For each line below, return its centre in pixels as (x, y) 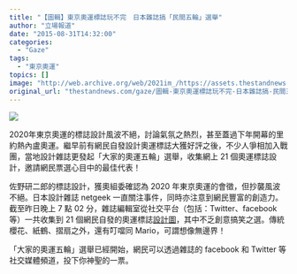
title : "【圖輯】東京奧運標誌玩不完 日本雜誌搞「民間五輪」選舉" (116, 17)
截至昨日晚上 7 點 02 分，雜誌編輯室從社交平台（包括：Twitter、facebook (143, 208)
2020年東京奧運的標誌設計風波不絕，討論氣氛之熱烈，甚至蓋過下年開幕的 (143, 134)
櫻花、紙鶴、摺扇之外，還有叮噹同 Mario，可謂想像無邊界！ (118, 230)
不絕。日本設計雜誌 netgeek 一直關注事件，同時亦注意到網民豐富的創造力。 (146, 197)
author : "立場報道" (42, 26)
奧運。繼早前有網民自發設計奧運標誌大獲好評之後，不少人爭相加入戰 (164, 145)
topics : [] (29, 75)
